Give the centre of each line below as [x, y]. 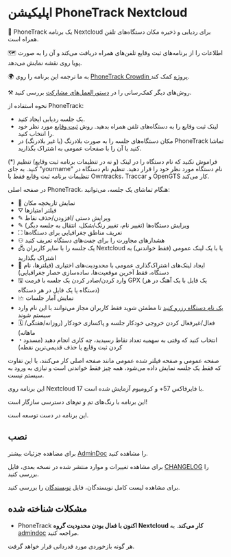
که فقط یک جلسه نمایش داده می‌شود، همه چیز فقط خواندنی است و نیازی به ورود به [114, 368]
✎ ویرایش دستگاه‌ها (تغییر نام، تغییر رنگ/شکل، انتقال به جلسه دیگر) [104, 225]
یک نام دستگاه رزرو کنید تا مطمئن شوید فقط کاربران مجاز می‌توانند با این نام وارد [120, 307]
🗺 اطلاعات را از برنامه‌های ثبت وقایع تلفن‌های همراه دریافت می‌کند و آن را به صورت [115, 52]
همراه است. [23, 39]
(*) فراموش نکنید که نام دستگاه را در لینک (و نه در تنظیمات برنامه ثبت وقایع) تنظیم [113, 161]
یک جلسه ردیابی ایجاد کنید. [51, 119]
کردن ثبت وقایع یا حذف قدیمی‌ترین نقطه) [70, 347]
